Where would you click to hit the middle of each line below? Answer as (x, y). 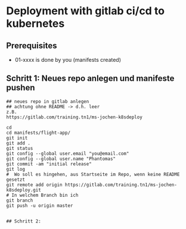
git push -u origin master (40, 206)
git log (16, 169)
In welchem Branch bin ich (45, 195)
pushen (21, 88)
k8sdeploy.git (24, 190)
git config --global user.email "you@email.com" (68, 153)
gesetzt (16, 180)
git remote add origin (34, 185)
